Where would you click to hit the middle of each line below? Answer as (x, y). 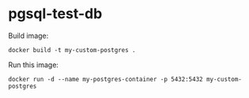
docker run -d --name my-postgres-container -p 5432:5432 (106, 79)
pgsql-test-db (55, 14)
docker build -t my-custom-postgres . (72, 50)
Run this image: (34, 65)
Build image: (28, 36)
